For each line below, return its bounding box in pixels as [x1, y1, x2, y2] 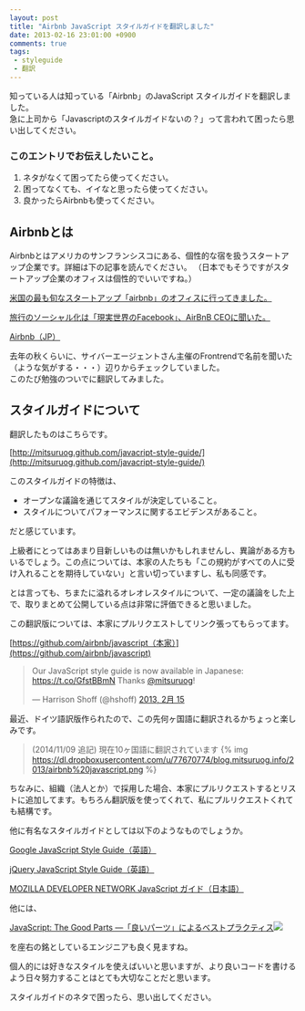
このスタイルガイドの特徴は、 [9, 475, 121, 486]
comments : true [9, 38, 67, 48]
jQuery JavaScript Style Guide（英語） [9, 863, 155, 874]
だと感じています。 [9, 526, 81, 537]
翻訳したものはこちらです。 [9, 428, 113, 439]
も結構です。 [9, 805, 57, 817]
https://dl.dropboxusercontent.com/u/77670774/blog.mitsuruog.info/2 [31, 754, 294, 765]
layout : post [9, 13, 59, 23]
